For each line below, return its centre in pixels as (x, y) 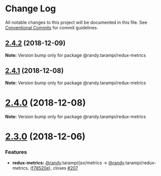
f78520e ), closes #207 (55, 168)
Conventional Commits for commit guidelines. (52, 27)
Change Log (30, 9)
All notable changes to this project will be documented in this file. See (76, 22)
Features (16, 152)
